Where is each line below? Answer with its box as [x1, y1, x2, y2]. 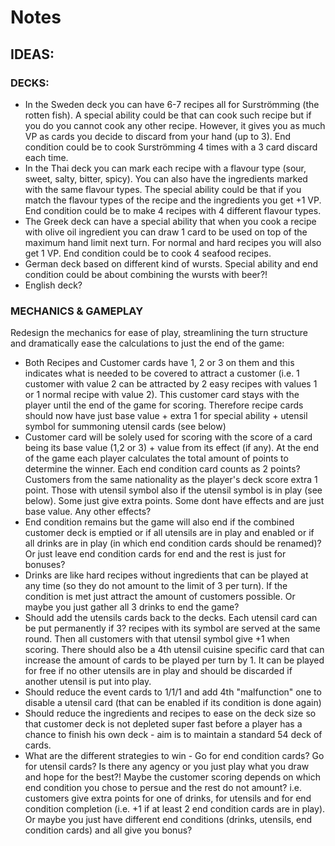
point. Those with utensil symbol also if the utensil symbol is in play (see [24, 484, 323, 496]
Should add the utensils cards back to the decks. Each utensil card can [24, 612, 318, 624]
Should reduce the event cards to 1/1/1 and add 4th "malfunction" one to [24, 686, 322, 698]
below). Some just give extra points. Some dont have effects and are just [24, 495, 325, 507]
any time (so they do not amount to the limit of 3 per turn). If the [24, 580, 288, 592]
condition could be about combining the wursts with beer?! [24, 268, 268, 280]
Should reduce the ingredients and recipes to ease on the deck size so [24, 707, 317, 720]
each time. [24, 151, 69, 163]
